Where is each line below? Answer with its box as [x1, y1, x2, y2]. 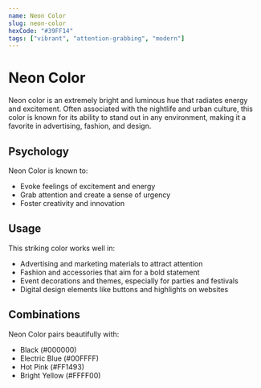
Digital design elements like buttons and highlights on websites [19, 284, 229, 294]
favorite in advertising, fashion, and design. [8, 122, 152, 131]
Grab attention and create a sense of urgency [19, 190, 171, 200]
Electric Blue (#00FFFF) [19, 353, 99, 363]
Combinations [8, 308, 80, 322]
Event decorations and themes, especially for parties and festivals [19, 275, 239, 286]
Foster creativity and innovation [19, 199, 125, 208]
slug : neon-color [8, 19, 67, 27]
